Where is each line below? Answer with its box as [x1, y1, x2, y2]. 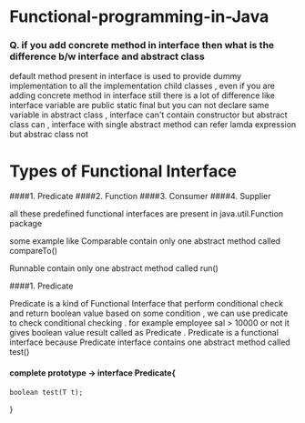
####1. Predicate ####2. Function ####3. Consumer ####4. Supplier [9, 191, 271, 202]
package [9, 218, 43, 229]
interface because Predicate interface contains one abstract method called [9, 337, 291, 347]
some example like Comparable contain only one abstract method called [9, 236, 280, 247]
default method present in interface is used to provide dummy [9, 71, 242, 82]
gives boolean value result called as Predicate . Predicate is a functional [9, 327, 280, 338]
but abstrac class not [9, 129, 89, 140]
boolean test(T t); [9, 388, 84, 397]
